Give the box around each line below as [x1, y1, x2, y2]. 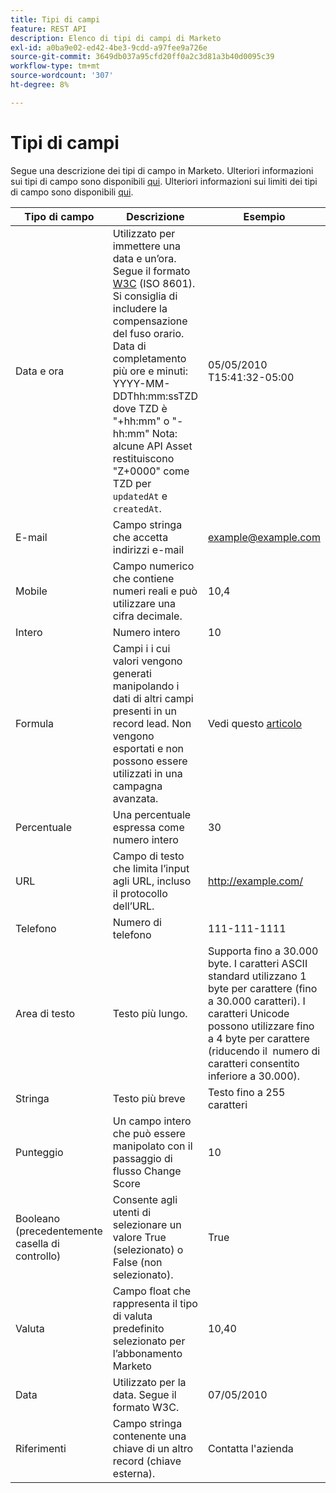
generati [112, 666, 152, 680]
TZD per [112, 476, 152, 490]
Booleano [15, 1211, 61, 1225]
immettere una [112, 239, 181, 253]
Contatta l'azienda [208, 1441, 294, 1455]
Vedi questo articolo [208, 716, 303, 730]
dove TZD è [112, 401, 168, 415]
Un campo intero [112, 1114, 192, 1128]
